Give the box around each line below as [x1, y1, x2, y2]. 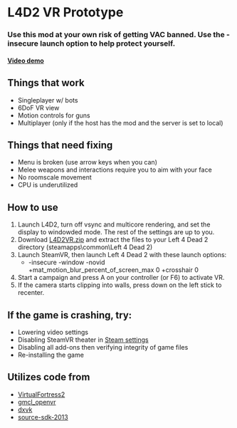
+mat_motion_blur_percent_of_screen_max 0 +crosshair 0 [28, 266, 199, 274]
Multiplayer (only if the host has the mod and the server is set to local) [17, 118, 223, 127]
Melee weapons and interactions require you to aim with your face [17, 165, 212, 174]
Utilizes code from [7, 371, 90, 383]
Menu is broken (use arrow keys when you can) [17, 158, 158, 167]
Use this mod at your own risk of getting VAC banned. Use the [7, 30, 226, 40]
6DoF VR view [17, 103, 60, 112]
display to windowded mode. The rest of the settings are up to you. [17, 228, 215, 236]
